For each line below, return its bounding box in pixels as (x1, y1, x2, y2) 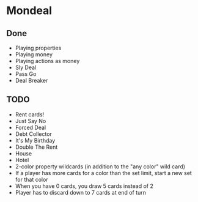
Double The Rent (15, 143, 58, 151)
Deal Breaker (15, 77, 48, 84)
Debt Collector (15, 130, 52, 138)
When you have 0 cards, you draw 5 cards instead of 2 (15, 182, 154, 190)
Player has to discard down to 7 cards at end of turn (15, 189, 147, 196)
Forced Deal (15, 124, 46, 131)
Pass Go (15, 70, 37, 77)
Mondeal (6, 4, 53, 18)
